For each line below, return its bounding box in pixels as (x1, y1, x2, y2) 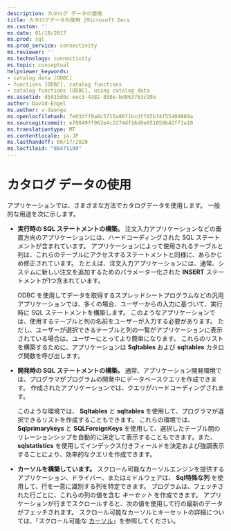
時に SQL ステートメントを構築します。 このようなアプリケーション (17, 308, 210, 317)
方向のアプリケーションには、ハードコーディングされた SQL (23, 233, 195, 241)
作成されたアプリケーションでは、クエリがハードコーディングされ (30, 383, 219, 391)
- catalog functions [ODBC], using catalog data (7, 87, 150, 94)
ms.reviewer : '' (7, 49, 54, 56)
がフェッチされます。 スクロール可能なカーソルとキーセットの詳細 (17, 507, 207, 516)
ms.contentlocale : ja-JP (7, 132, 79, 139)
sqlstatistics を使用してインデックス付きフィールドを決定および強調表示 (17, 441, 225, 449)
